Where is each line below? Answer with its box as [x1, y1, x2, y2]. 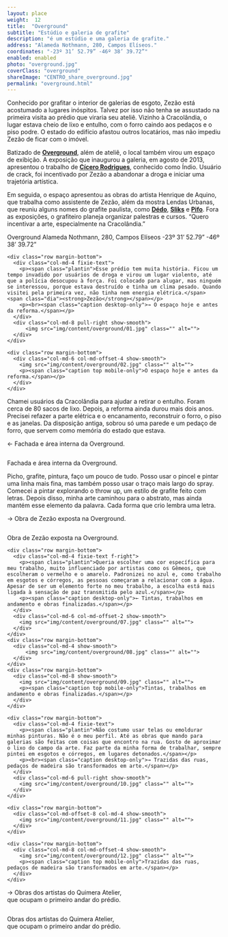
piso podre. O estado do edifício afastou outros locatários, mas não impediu [7, 128, 220, 136]
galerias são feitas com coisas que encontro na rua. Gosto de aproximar [7, 739, 222, 746]
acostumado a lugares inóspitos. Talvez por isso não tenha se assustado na [7, 106, 220, 114]
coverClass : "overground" [7, 67, 81, 74]
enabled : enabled [7, 55, 57, 62]
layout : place [7, 10, 48, 17]
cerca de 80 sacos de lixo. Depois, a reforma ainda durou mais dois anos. [7, 405, 214, 413]
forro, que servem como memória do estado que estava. [7, 426, 166, 435]
